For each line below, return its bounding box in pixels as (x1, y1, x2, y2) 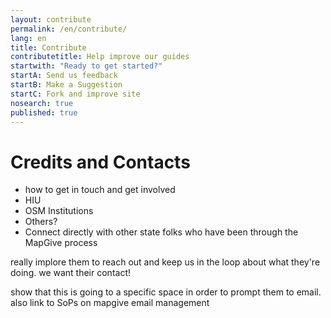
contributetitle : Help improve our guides (10, 52, 190, 62)
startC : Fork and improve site (10, 89, 141, 99)
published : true (10, 107, 78, 118)
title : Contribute (10, 42, 87, 53)
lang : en (10, 33, 47, 43)
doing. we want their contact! (10, 267, 131, 279)
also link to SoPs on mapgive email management (10, 297, 210, 309)
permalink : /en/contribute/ (10, 24, 128, 34)
